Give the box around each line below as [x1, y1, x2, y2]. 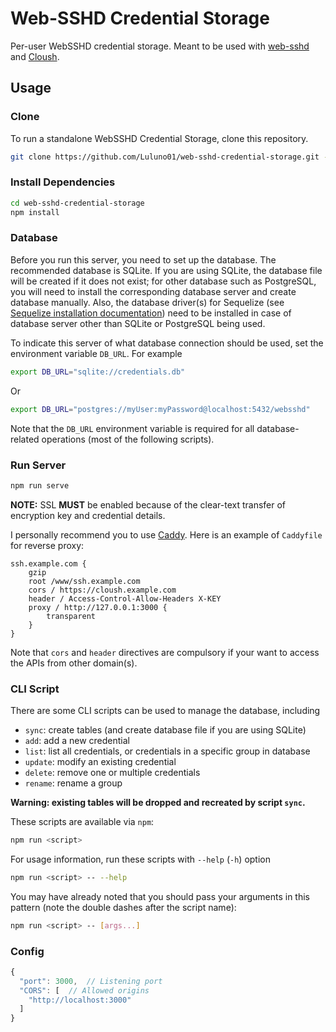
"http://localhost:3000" [28, 995, 132, 1005]
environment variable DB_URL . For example [10, 347, 183, 359]
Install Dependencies [10, 175, 116, 189]
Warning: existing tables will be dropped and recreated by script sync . [10, 797, 306, 809]
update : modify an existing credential [24, 756, 177, 768]
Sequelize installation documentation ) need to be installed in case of [10, 307, 292, 319]
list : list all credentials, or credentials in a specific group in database [24, 745, 311, 757]
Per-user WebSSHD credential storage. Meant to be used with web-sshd [10, 40, 310, 52]
